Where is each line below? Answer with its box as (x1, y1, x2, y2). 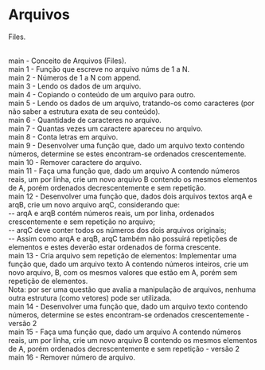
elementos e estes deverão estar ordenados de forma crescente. (8, 242, 221, 252)
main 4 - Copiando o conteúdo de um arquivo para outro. (8, 89, 197, 99)
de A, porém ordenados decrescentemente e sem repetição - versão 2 (8, 344, 240, 353)
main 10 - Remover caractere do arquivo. (8, 157, 142, 167)
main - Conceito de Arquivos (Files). (8, 56, 127, 65)
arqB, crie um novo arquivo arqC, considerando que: (8, 199, 181, 209)
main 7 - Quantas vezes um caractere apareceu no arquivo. (8, 124, 203, 133)
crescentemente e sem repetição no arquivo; (8, 217, 155, 226)
